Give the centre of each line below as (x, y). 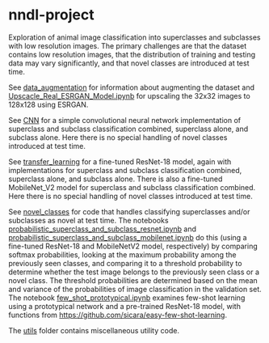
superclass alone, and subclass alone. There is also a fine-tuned (116, 179)
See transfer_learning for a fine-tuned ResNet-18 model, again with (120, 161)
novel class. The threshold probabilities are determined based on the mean (133, 280)
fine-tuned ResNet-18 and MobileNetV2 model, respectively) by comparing (133, 246)
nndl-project (51, 15)
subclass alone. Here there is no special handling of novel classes (118, 137)
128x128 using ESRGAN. (48, 104)
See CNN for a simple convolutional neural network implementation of (124, 120)
